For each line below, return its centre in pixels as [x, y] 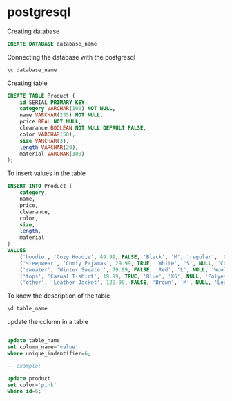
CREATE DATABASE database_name [52, 44]
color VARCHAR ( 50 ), [48, 134]
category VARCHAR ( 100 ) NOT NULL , [68, 109]
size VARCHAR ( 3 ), [45, 141]
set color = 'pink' [32, 385]
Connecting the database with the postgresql [71, 57]
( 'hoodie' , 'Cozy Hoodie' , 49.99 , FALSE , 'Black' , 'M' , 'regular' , [118, 257]
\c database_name [32, 70]
